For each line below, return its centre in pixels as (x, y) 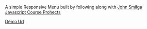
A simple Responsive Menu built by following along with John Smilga (73, 7)
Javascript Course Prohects (33, 12)
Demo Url (15, 22)
